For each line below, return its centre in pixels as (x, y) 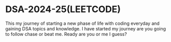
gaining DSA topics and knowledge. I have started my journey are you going (85, 28)
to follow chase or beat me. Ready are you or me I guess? (66, 34)
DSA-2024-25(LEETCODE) (63, 9)
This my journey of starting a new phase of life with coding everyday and (83, 23)
